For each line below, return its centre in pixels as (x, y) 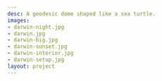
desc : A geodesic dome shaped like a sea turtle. (82, 14)
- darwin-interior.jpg (40, 54)
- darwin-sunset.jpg (38, 46)
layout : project (31, 66)
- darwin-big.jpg (33, 40)
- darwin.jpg (26, 33)
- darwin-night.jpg (36, 27)
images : (19, 20)
